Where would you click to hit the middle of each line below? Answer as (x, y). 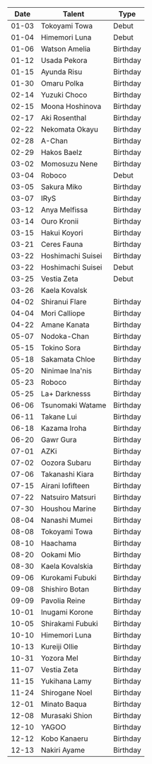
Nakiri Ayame (63, 750)
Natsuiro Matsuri (68, 497)
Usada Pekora (64, 60)
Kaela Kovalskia (67, 566)
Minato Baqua (64, 704)
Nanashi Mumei (67, 520)
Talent (74, 14)
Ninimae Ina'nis (66, 371)
